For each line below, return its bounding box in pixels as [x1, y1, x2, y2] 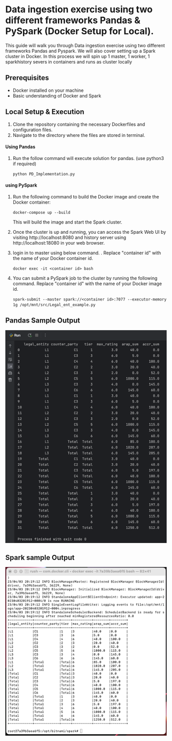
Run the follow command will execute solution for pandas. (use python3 [12, 155, 164, 161]
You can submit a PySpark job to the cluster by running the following [12, 275, 158, 281]
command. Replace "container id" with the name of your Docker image [12, 281, 162, 287]
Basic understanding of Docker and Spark [12, 92, 101, 98]
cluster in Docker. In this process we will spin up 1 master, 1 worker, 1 [5, 53, 150, 59]
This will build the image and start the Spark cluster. [12, 219, 122, 225]
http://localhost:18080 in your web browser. [12, 239, 105, 246]
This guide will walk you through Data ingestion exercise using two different [5, 42, 165, 48]
